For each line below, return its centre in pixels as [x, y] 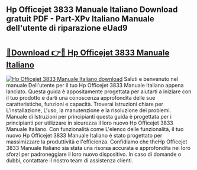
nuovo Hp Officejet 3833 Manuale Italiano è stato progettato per [84, 135]
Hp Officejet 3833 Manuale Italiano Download [92, 10]
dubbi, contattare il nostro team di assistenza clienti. [70, 161]
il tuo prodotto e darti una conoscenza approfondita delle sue [81, 98]
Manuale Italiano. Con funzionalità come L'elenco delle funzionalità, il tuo [95, 129]
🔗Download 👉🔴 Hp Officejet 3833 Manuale [88, 53]
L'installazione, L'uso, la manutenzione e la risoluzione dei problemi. [89, 110]
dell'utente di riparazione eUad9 [67, 28]
